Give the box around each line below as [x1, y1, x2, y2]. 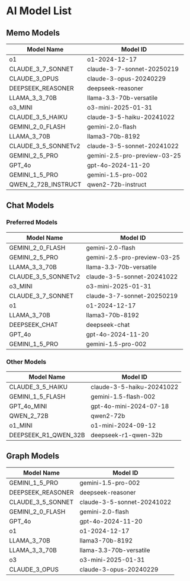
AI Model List [6, 4, 72, 18]
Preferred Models [6, 218, 58, 226]
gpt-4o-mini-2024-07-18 [91, 402, 169, 410]
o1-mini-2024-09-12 [91, 421, 156, 429]
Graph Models [6, 451, 60, 461]
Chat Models [6, 200, 54, 211]
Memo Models [6, 28, 60, 38]
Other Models [6, 357, 47, 365]
